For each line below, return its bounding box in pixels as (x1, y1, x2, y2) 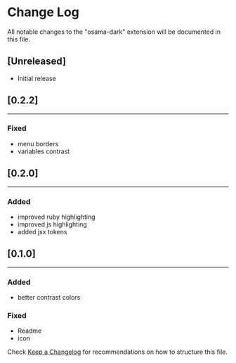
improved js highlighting (17, 219, 88, 229)
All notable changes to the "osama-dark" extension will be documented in (7, 27, 221, 36)
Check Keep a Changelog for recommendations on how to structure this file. (7, 348, 228, 356)
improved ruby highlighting (17, 212, 96, 221)
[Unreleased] (7, 56, 67, 68)
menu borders (17, 139, 59, 148)
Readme (17, 326, 42, 335)
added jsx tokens (17, 227, 67, 236)
